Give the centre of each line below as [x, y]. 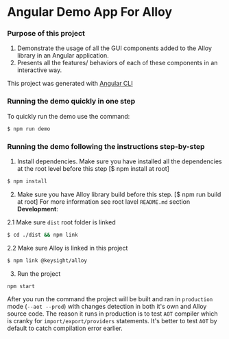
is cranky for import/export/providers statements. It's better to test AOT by [112, 321]
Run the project [39, 273]
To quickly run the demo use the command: [69, 116]
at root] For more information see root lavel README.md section [104, 201]
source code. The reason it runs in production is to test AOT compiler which [112, 314]
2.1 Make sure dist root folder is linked [62, 222]
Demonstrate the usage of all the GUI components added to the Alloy [114, 48]
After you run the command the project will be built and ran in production [110, 299]
